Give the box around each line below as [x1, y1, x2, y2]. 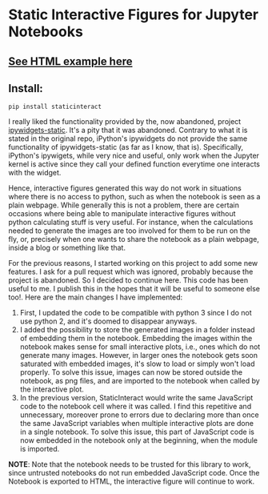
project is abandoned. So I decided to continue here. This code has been [8, 275, 249, 285]
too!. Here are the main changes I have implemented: [8, 292, 183, 302]
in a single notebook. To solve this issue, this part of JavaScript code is [19, 427, 254, 437]
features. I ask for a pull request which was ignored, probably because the [8, 267, 254, 277]
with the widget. [8, 168, 62, 178]
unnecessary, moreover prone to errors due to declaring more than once [19, 410, 259, 420]
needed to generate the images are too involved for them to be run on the [8, 226, 250, 235]
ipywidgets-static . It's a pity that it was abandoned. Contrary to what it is [8, 126, 248, 135]
